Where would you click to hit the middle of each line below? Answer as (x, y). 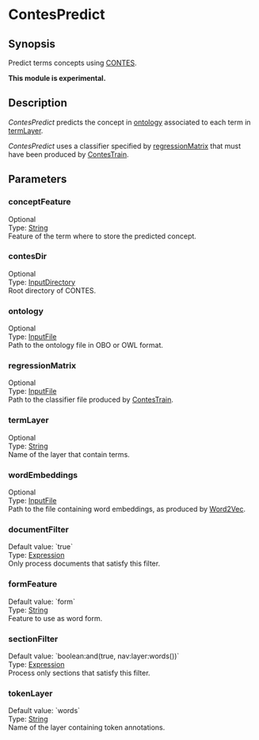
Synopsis (32, 44)
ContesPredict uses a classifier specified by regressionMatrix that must (125, 146)
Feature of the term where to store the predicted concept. (102, 236)
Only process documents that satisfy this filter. (84, 563)
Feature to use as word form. (55, 618)
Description (38, 103)
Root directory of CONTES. (52, 290)
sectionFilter (33, 639)
